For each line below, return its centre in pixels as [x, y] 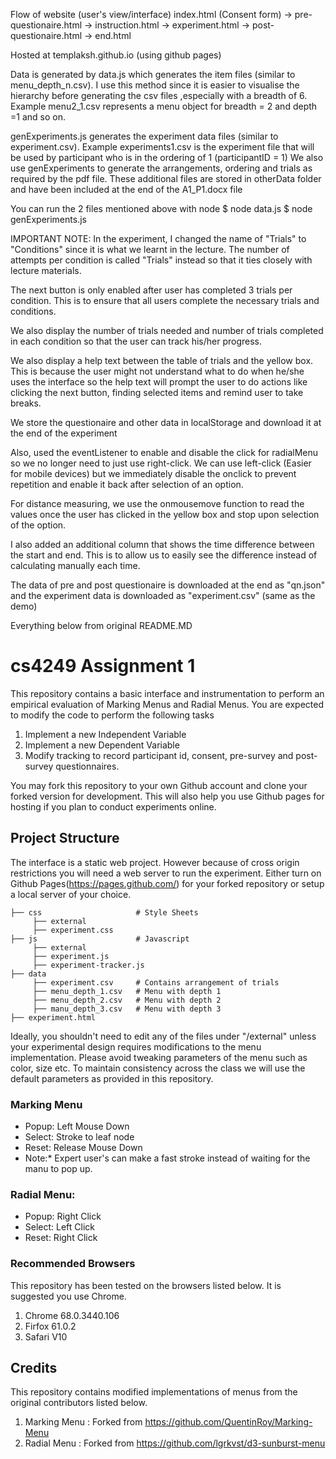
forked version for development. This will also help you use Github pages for [167, 796]
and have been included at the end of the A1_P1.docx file [126, 189]
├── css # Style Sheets [104, 912]
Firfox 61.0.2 [50, 1326]
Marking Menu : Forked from [83, 1422]
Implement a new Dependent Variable [102, 745]
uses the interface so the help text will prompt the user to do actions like [159, 382]
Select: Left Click [60, 1227]
